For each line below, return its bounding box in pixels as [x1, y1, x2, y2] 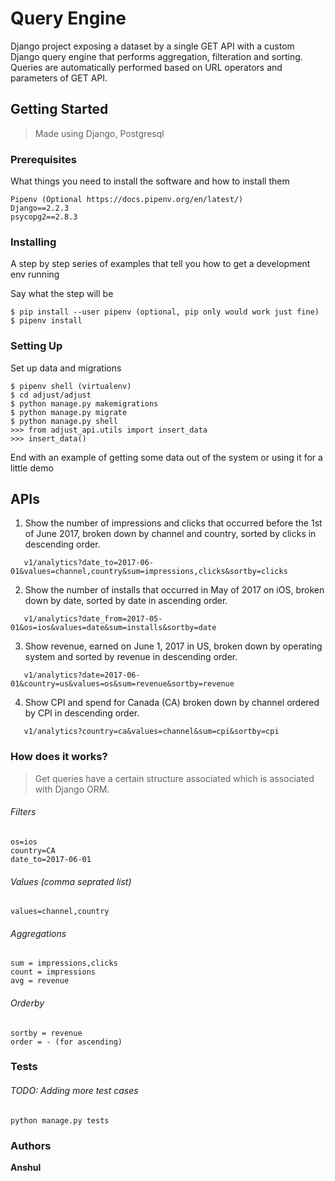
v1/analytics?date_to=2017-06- [23, 558, 155, 568]
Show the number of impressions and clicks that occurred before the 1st [24, 517, 323, 529]
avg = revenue [10, 976, 70, 986]
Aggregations [10, 927, 67, 939]
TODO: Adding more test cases [10, 1085, 139, 1097]
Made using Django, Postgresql [34, 127, 165, 139]
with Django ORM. [34, 783, 110, 795]
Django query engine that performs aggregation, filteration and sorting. [10, 50, 303, 62]
